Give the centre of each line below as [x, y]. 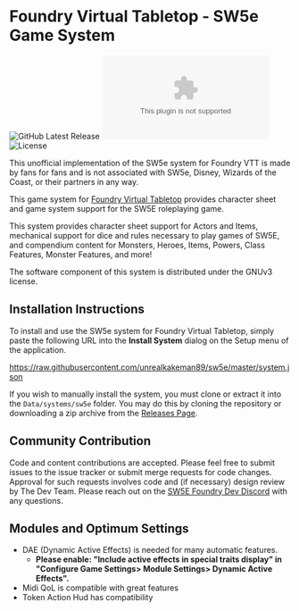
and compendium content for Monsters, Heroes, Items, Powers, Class [137, 245]
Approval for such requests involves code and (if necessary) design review [147, 481]
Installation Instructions [77, 310]
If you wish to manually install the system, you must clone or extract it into [145, 394]
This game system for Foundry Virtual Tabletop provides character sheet [143, 199]
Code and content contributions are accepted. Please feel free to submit [142, 463]
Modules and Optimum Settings [99, 528]
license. [24, 281]
